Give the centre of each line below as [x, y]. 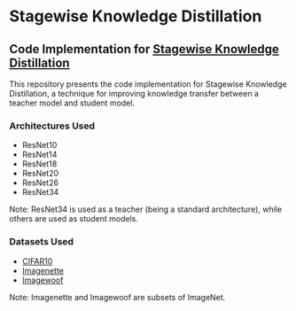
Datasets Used [41, 242]
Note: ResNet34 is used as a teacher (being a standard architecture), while [145, 209]
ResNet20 [40, 174]
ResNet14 [39, 155]
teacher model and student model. [72, 103]
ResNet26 [40, 183]
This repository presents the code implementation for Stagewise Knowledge [148, 84]
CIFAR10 [37, 261]
